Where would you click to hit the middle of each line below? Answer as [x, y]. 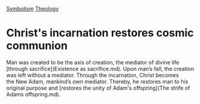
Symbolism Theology [33, 9]
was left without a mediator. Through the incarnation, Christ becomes [93, 75]
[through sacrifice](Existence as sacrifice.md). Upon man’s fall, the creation [100, 69]
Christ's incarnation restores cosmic [100, 33]
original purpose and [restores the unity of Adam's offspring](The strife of [98, 88]
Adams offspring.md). [34, 94]
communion [37, 46]
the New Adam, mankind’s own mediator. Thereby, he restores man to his [97, 81]
